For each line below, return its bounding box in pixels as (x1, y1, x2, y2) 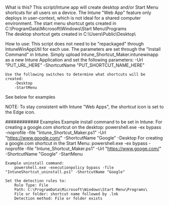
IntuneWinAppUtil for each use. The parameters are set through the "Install (5, 46, 161, 52)
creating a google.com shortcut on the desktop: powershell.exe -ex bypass (5, 124, 161, 130)
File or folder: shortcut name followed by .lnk (14, 191, 119, 196)
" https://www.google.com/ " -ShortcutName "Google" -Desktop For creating (5, 135, 163, 141)
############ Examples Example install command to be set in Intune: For (5, 119, 162, 125)
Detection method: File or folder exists (14, 196, 102, 201)
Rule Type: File (14, 183, 49, 188)
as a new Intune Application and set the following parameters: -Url (5, 57, 143, 62)
